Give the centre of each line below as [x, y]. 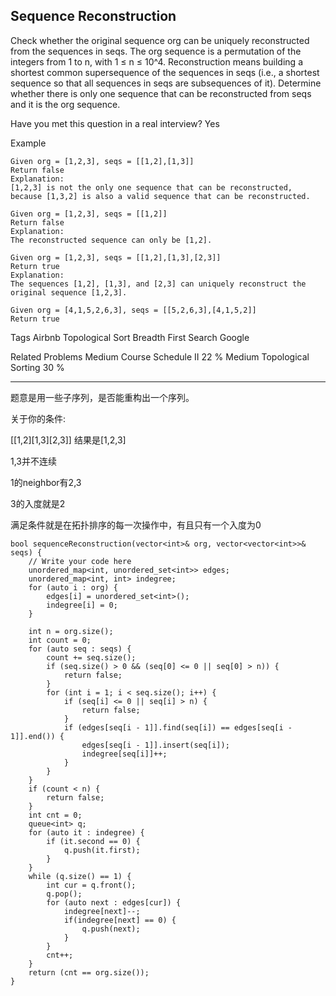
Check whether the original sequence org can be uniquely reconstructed [160, 40]
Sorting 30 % [37, 367]
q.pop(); [64, 894]
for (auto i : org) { [73, 587]
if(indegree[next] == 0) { [120, 920]
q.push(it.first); [102, 850]
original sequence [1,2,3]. [69, 292]
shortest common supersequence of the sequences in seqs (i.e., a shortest [165, 72]
